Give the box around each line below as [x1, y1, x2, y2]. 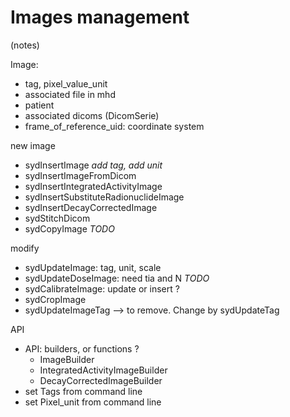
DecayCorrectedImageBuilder [39, 374, 163, 386]
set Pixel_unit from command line [24, 396, 162, 408]
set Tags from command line [24, 385, 143, 397]
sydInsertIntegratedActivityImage [24, 180, 163, 192]
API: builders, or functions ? [24, 342, 140, 355]
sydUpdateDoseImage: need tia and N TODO [24, 272, 210, 284]
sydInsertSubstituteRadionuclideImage [24, 191, 185, 203]
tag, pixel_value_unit [24, 77, 108, 90]
